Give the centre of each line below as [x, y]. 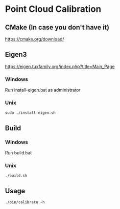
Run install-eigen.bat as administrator [43, 90]
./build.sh [16, 176]
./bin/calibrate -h [25, 202]
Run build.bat [18, 153]
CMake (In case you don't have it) [57, 27]
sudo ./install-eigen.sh [30, 113]
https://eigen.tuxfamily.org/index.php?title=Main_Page [60, 66]
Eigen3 [16, 54]
